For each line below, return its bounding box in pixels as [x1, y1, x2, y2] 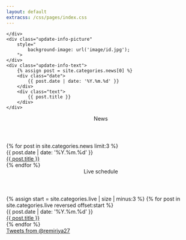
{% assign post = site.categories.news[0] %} [17, 67, 133, 74]
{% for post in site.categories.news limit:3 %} [6, 142, 119, 149]
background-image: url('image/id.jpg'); [28, 46, 130, 53]
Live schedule [83, 167, 118, 175]
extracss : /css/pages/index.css [6, 14, 87, 20]
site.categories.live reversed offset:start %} [6, 202, 114, 209]
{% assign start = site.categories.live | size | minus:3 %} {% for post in [6, 195, 181, 202]
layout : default [6, 8, 47, 15]
